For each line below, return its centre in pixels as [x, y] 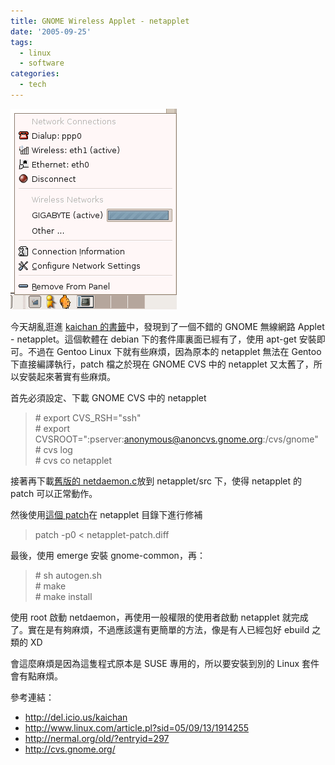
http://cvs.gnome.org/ [70, 749]
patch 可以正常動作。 [54, 493]
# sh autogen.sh [68, 575]
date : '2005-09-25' [51, 31]
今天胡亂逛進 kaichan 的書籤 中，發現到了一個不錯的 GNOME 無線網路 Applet [167, 326]
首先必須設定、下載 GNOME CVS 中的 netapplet [108, 397]
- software [42, 63]
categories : [35, 74]
